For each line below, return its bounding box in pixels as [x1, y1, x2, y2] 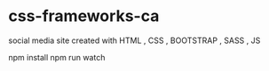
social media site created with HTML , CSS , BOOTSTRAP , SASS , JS [8, 35, 261, 46]
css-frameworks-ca [8, 6, 160, 26]
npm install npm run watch [8, 52, 106, 62]
